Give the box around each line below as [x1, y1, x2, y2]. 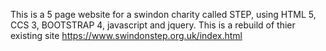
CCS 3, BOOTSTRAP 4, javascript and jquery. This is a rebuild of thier [10, 19, 296, 31]
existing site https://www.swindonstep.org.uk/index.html [10, 30, 243, 41]
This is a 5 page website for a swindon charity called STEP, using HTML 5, [10, 9, 317, 20]
